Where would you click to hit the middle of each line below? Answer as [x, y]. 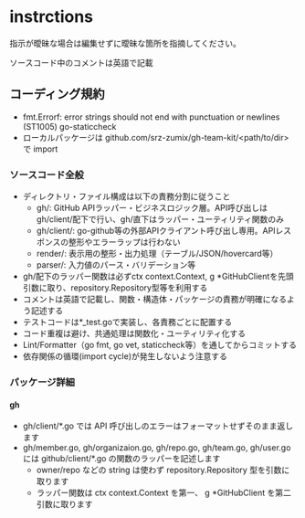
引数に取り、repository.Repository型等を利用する [115, 288]
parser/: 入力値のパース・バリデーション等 [116, 265]
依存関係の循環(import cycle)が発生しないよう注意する [125, 356]
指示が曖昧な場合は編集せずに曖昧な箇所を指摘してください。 [126, 43]
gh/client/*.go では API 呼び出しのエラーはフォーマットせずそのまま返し [158, 426]
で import [40, 149]
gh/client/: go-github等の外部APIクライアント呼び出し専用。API [156, 231]
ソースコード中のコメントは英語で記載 [81, 62]
